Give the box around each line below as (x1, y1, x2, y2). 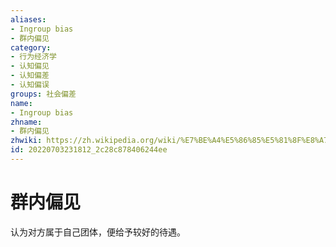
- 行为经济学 (10, 52, 57, 62)
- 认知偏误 (10, 80, 50, 90)
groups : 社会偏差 (10, 89, 77, 99)
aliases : (10, 14, 47, 25)
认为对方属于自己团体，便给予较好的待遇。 (10, 226, 186, 238)
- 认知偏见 (10, 61, 50, 71)
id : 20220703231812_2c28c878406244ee (10, 145, 168, 155)
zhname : (10, 117, 43, 127)
